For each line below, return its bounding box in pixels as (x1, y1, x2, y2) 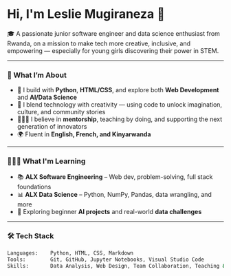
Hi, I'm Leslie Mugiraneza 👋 (7, 6, 165, 22)
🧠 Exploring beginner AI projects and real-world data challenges (16, 207, 202, 215)
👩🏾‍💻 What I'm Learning (7, 156, 86, 166)
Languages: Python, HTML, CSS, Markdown (7, 249, 134, 257)
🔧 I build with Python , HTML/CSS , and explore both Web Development (16, 86, 219, 94)
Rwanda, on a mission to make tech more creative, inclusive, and (7, 39, 191, 47)
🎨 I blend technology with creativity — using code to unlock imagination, (16, 100, 222, 109)
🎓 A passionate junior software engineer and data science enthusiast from (7, 29, 220, 37)
